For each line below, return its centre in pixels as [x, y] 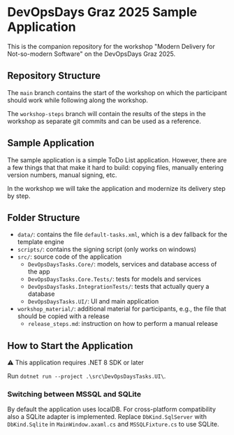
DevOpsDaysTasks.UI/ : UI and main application [93, 301]
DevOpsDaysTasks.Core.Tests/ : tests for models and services [114, 279]
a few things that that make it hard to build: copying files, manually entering [116, 167]
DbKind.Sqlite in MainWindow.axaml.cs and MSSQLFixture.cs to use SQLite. [113, 425]
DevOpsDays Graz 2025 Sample [102, 12]
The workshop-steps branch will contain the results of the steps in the [107, 113]
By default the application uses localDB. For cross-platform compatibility [112, 409]
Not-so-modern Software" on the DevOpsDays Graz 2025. [92, 54]
